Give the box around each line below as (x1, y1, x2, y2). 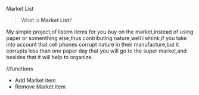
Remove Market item (14, 83, 66, 90)
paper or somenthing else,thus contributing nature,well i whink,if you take (6, 35, 187, 41)
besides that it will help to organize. (6, 54, 94, 60)
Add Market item (14, 77, 56, 84)
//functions (6, 65, 33, 72)
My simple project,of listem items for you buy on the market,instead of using (6, 28, 194, 35)
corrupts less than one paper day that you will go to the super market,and (6, 47, 187, 54)
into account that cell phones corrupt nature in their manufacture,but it (6, 41, 179, 48)
